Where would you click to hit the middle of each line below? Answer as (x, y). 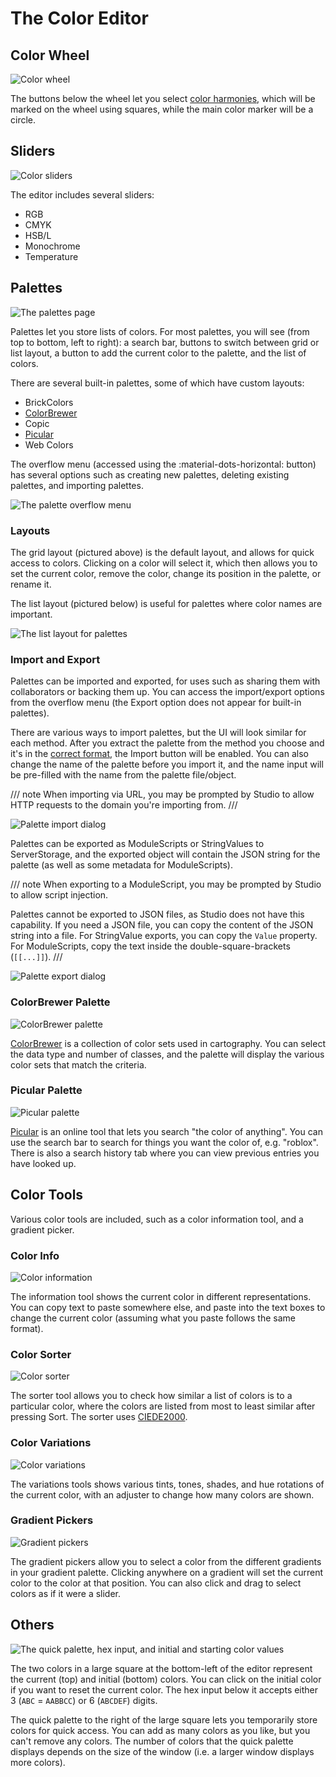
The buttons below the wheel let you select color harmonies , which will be (163, 98)
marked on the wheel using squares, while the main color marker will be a (162, 109)
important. (31, 614)
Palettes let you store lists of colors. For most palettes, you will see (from (160, 331)
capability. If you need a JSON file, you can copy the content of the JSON (162, 925)
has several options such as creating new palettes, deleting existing (150, 474)
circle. (23, 120)
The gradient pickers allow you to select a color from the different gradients (166, 1561)
